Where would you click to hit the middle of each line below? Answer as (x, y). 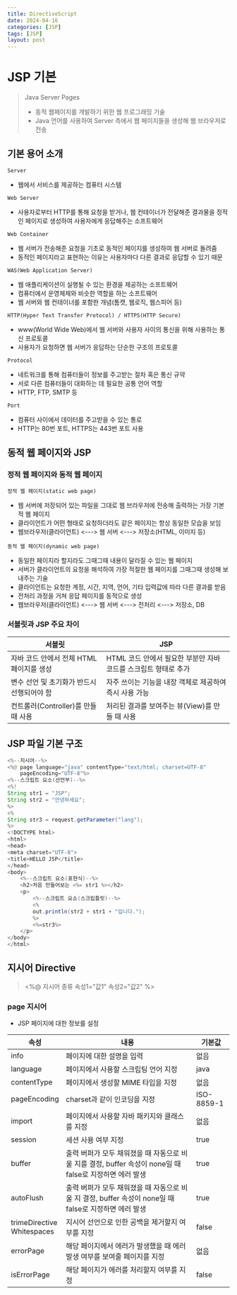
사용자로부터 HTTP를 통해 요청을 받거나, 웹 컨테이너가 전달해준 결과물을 (116, 212)
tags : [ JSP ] (25, 34)
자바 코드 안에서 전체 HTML (54, 658)
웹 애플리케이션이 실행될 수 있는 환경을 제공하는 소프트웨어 (98, 284)
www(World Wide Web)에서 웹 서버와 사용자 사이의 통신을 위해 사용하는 (117, 329)
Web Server (23, 198)
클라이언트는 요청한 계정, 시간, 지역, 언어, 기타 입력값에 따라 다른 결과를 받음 (122, 586)
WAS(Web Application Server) (50, 270)
